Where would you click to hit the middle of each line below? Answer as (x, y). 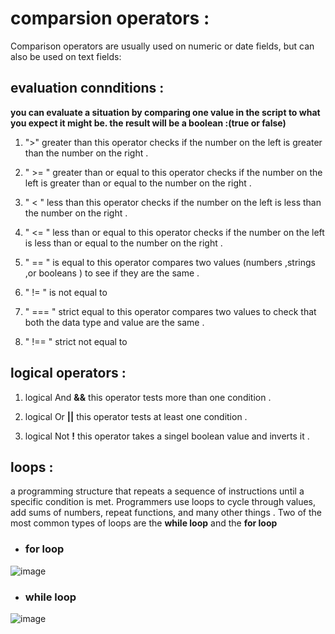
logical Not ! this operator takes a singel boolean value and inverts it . (167, 436)
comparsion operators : (110, 18)
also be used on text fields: (66, 56)
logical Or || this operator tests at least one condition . (136, 416)
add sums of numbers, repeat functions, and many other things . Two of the (166, 513)
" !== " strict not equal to (76, 341)
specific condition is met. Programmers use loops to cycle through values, (163, 502)
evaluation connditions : (87, 88)
